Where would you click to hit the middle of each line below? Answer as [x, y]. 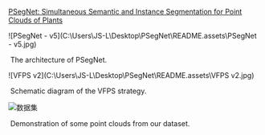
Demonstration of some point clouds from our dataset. [100, 123]
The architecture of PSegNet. [59, 60]
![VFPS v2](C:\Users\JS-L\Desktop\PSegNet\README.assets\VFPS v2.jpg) [131, 75]
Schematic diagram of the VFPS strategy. [78, 91]
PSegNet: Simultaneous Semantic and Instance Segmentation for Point [125, 12]
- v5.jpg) [22, 44]
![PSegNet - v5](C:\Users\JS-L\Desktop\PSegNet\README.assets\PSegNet [132, 36]
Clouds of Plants [36, 20]
